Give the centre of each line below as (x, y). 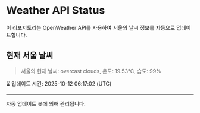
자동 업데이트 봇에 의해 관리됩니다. (46, 103)
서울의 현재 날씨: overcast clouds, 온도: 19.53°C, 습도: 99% (91, 71)
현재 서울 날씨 (30, 56)
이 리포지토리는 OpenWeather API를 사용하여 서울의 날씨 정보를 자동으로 (91, 27)
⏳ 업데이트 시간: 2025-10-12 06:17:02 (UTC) (59, 83)
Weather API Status (56, 10)
